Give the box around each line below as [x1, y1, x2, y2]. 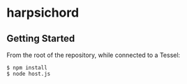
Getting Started [6, 33, 75, 44]
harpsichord [6, 5, 80, 21]
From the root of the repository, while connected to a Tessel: [6, 51, 181, 59]
